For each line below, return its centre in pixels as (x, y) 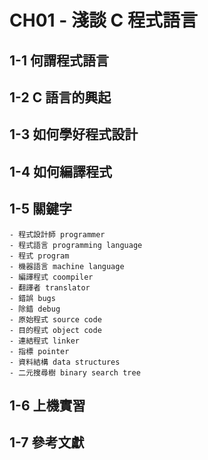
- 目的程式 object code (55, 330)
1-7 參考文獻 (47, 442)
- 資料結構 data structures (65, 362)
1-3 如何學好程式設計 (74, 134)
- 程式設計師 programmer (57, 234)
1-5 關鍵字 (40, 209)
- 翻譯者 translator (50, 287)
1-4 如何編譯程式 (61, 171)
